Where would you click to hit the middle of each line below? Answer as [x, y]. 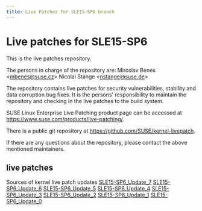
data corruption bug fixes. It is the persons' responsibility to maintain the [96, 95]
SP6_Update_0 [24, 201]
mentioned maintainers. [36, 149]
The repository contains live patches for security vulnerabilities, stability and [101, 88]
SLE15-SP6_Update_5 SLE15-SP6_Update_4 [97, 189]
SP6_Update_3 [24, 195]
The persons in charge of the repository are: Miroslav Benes [81, 70]
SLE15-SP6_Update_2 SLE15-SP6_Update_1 [96, 195]
